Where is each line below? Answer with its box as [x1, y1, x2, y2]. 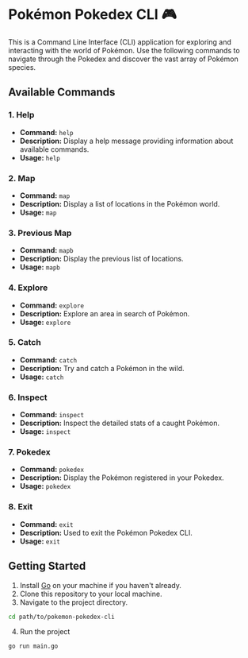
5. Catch [8, 337, 41, 348]
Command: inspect [19, 410, 85, 420]
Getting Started [8, 559, 86, 573]
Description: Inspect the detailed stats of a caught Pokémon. [19, 418, 220, 428]
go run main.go [8, 642, 59, 651]
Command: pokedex [19, 465, 85, 474]
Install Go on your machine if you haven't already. [19, 580, 182, 590]
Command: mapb [19, 246, 74, 255]
